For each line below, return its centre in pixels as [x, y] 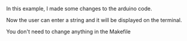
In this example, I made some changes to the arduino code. [79, 9]
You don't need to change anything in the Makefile [68, 31]
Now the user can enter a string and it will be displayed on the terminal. [94, 20]
